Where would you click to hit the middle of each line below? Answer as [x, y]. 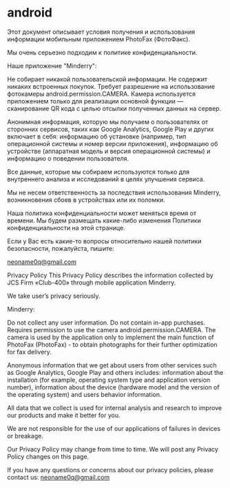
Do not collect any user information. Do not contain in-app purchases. [106, 323]
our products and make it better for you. [64, 415]
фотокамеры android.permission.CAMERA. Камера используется [102, 94]
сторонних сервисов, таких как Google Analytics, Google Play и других [111, 129]
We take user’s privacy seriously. [54, 296]
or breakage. [25, 436]
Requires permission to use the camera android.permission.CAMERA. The [112, 329]
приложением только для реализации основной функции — [95, 101]
